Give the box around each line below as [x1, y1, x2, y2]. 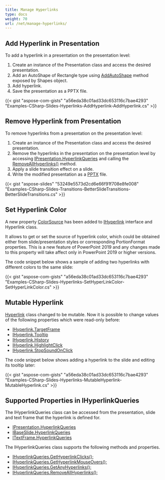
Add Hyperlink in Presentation [5, 39, 99, 47]
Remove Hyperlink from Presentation [5, 117, 122, 126]
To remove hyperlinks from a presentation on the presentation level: [5, 130, 143, 136]
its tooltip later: [5, 362, 35, 368]
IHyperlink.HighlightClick [12, 342, 63, 348]
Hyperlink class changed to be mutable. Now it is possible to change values [5, 311, 159, 317]
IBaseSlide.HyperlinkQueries [12, 430, 70, 436]
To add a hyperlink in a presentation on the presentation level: [5, 52, 131, 58]
